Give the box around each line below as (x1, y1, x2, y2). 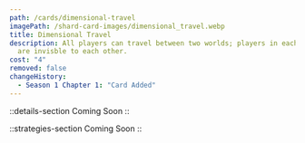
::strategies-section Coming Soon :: (9, 123, 143, 134)
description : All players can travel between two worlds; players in (9, 38, 279, 48)
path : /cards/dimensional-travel (9, 13, 136, 23)
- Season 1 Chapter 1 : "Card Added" (17, 81, 156, 90)
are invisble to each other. (17, 47, 128, 56)
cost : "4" (9, 55, 47, 64)
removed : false (9, 64, 67, 73)
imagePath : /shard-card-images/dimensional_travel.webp (9, 22, 225, 31)
